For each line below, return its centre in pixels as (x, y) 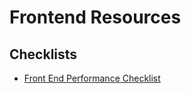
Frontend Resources (95, 17)
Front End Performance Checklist (92, 78)
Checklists (43, 54)
